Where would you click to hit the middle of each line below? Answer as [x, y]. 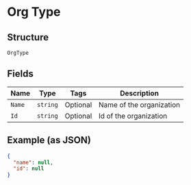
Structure [28, 37]
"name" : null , [33, 162]
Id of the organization [133, 116]
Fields [21, 74]
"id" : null [29, 169]
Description [139, 93]
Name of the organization [139, 105]
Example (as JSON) [49, 140]
